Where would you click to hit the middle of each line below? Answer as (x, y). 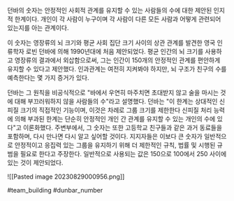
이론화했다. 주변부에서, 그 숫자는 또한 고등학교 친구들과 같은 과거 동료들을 (123, 127)
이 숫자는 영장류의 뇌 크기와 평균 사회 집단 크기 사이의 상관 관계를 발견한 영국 (111, 43)
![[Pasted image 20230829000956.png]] (66, 176)
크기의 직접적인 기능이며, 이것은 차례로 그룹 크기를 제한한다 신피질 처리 (116, 110)
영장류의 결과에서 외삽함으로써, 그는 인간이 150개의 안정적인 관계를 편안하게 (117, 60)
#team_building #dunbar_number (55, 190)
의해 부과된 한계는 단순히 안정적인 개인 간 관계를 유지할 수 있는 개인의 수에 (115, 119)
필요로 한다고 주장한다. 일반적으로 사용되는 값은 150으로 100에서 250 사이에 (123, 154)
